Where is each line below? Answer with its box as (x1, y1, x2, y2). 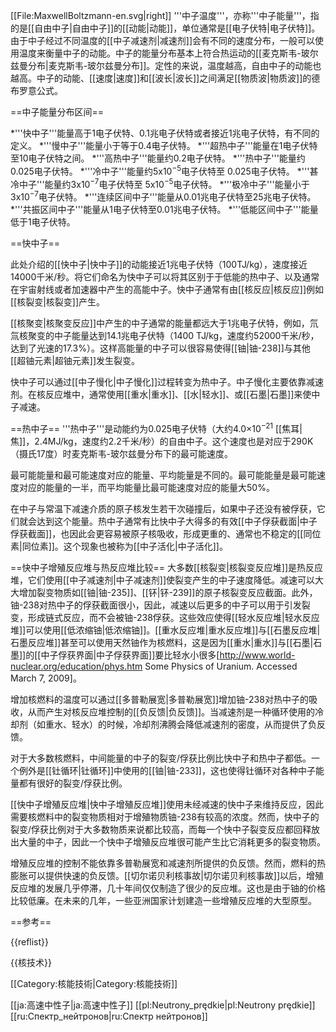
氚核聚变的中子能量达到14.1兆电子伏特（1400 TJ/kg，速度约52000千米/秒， (10, 329, 320, 341)
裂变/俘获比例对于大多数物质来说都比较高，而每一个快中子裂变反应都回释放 (10, 823, 321, 835)
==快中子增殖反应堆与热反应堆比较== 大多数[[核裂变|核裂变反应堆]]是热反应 (10, 561, 324, 573)
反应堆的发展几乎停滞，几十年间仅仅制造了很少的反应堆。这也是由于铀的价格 (10, 882, 326, 894)
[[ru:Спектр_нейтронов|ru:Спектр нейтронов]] (10, 1010, 208, 1022)
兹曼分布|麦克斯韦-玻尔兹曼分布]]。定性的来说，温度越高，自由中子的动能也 (10, 60, 322, 71)
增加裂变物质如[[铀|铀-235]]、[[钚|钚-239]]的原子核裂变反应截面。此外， (18, 586, 318, 598)
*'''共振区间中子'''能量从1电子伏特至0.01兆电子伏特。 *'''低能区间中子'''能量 (10, 203, 319, 215)
